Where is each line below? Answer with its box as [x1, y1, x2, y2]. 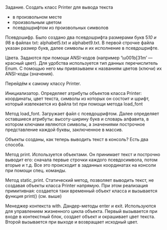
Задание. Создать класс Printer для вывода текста [5, 5, 113, 10]
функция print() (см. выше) [5, 193, 62, 199]
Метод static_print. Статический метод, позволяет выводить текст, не [5, 177, 154, 183]
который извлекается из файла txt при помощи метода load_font [5, 101, 143, 107]
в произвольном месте [12, 14, 62, 20]
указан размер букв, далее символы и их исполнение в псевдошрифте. [5, 45, 159, 51]
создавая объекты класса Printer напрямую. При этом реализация [5, 183, 148, 188]
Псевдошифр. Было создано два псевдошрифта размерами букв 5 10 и [5, 35, 156, 40]
